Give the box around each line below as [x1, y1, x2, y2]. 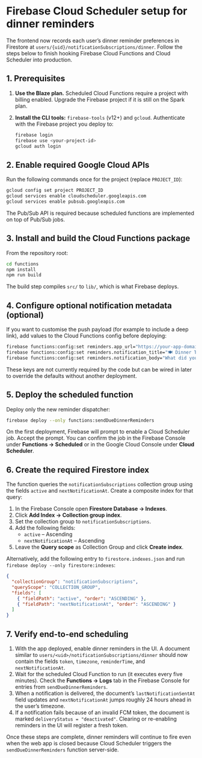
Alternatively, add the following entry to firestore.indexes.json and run [6, 555, 185, 562]
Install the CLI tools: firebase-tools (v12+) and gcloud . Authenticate [14, 114, 185, 121]
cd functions [6, 260, 39, 267]
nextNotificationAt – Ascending [23, 537, 105, 544]
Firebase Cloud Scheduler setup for [6, 4, 188, 18]
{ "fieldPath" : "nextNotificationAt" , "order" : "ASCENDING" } [17, 601, 176, 607]
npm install [6, 267, 36, 273]
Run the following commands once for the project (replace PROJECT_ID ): [6, 176, 183, 183]
